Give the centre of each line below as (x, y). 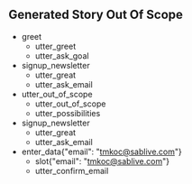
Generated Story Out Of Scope (96, 15)
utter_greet (55, 46)
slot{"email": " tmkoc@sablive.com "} (102, 161)
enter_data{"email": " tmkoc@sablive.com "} (101, 152)
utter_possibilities (68, 113)
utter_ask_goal (62, 55)
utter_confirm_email (72, 170)
